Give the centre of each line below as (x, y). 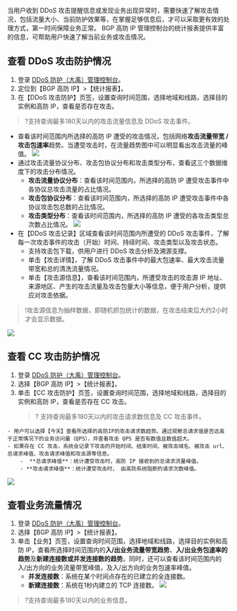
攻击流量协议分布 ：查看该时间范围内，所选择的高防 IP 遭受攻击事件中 (128, 180)
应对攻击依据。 (50, 295)
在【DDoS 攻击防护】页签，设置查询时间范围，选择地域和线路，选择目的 (122, 97)
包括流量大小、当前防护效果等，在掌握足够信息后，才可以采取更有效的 (121, 19)
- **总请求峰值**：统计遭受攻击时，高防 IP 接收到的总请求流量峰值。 (111, 461)
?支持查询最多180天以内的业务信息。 (78, 600)
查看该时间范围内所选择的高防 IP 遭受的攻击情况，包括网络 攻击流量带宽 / (123, 136)
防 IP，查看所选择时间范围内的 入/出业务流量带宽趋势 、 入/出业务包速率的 (122, 550)
